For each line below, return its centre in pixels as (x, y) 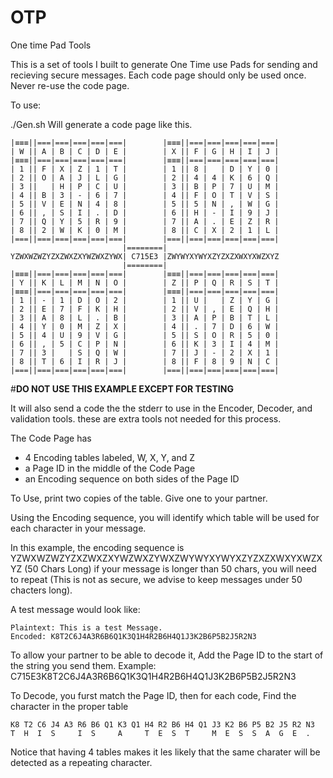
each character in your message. (78, 528)
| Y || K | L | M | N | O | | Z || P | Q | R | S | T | (145, 282)
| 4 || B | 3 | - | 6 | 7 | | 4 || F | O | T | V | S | (145, 195)
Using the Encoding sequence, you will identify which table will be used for (165, 517)
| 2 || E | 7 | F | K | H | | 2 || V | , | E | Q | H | (145, 309)
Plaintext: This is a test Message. (86, 627)
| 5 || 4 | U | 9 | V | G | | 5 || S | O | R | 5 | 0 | (145, 335)
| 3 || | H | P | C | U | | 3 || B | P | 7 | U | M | (145, 186)
